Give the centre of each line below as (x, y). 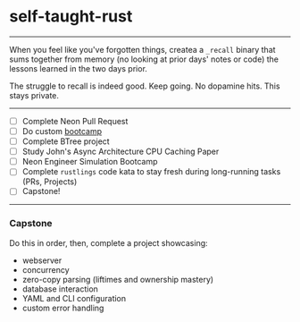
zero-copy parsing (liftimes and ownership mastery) (118, 279)
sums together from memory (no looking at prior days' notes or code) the (144, 59)
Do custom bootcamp (62, 131)
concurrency (46, 269)
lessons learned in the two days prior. (78, 68)
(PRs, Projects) (50, 182)
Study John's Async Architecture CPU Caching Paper (121, 152)
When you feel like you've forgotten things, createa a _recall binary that (142, 49)
